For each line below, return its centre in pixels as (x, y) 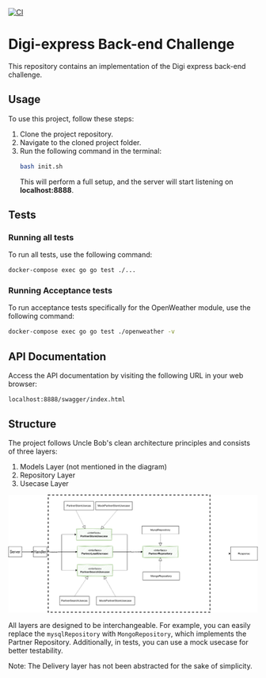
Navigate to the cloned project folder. (80, 142)
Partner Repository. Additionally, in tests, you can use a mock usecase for (128, 642)
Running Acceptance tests (61, 291)
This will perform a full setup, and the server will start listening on (126, 182)
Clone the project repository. (66, 134)
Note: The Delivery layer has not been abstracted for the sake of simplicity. (130, 665)
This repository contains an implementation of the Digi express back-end (127, 66)
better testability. (36, 650)
